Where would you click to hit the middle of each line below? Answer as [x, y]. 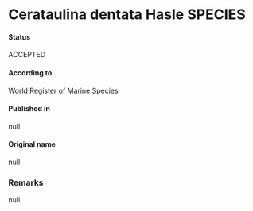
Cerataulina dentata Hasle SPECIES [127, 15]
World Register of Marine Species [63, 90]
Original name [32, 144]
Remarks [26, 182]
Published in [29, 109]
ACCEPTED [27, 55]
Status [19, 36]
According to [30, 72]
